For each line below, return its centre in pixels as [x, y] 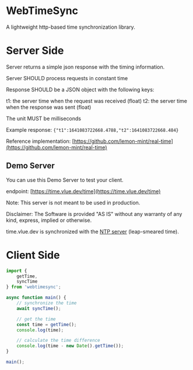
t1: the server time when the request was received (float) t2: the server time [97, 101]
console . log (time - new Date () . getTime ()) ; [70, 346]
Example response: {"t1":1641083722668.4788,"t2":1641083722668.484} [92, 129]
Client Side [33, 255]
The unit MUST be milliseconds [44, 118]
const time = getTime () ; [47, 324]
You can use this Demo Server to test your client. [65, 180]
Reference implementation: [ [40, 141]
